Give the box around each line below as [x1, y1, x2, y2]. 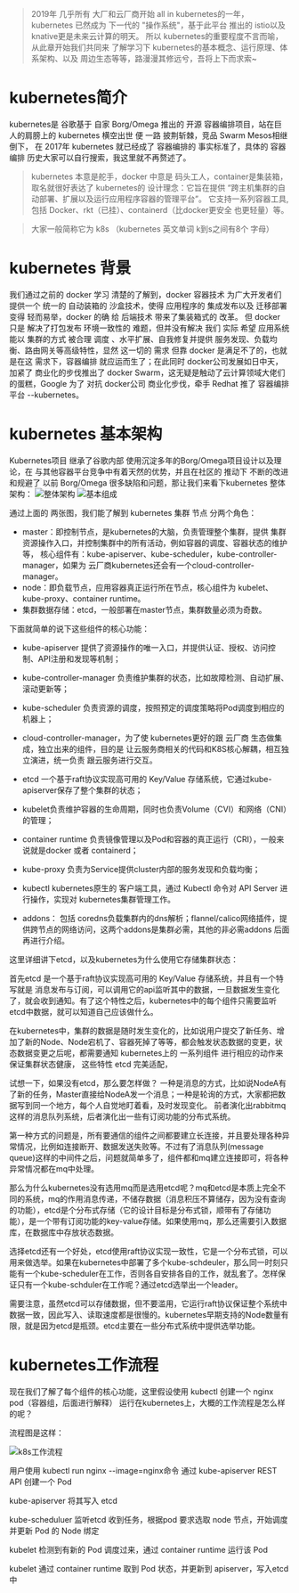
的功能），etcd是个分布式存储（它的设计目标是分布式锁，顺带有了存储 [9, 1205, 264, 1215]
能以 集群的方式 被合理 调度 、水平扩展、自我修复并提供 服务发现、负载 [9, 333, 270, 344]
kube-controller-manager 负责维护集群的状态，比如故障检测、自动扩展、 [21, 672, 289, 682]
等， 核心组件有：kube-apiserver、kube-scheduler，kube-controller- [21, 548, 278, 560]
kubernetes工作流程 [9, 1355, 159, 1375]
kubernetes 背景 [9, 258, 132, 279]
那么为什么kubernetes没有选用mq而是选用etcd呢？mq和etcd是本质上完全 [9, 1182, 279, 1193]
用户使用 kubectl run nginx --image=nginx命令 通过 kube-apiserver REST [9, 1465, 278, 1475]
